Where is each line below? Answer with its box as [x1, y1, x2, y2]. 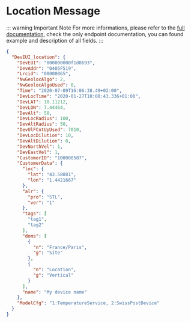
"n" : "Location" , [32, 266, 77, 273]
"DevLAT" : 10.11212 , [17, 99, 68, 105]
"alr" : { [22, 188, 44, 194]
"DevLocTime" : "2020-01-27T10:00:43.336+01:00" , [17, 93, 141, 99]
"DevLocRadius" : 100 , [17, 115, 71, 122]
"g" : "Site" [32, 250, 63, 256]
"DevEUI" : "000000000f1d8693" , [17, 60, 95, 66]
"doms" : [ [22, 233, 47, 239]
